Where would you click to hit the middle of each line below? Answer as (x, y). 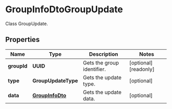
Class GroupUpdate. (27, 24)
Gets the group (101, 62)
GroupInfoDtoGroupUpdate (64, 9)
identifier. (94, 69)
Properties (23, 40)
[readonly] (142, 69)
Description (104, 54)
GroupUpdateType (55, 80)
